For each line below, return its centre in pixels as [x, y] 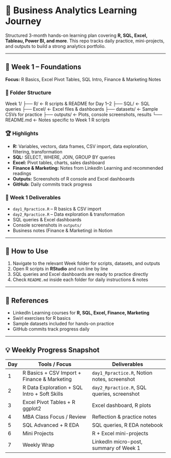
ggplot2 [32, 409]
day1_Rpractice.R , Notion [122, 373]
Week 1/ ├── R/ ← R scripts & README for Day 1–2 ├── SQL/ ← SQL [78, 104]
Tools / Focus [55, 364]
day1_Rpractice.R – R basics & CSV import [57, 209]
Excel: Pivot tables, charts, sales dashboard [59, 163]
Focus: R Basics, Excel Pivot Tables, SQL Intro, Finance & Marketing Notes [83, 79]
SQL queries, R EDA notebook [127, 425]
